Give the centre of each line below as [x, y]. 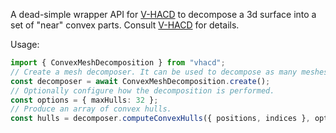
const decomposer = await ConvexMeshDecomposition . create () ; [140, 81]
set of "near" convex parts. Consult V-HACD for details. [125, 25]
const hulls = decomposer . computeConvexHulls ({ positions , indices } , [160, 119]
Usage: [25, 44]
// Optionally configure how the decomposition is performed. [142, 90]
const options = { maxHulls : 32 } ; [84, 100]
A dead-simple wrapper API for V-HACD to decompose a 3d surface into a [163, 14]
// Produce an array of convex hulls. [91, 109]
